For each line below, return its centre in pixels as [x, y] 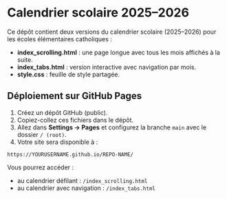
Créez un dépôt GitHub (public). [62, 112]
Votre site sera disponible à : [57, 142]
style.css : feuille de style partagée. [68, 74]
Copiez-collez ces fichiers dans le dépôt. [75, 120]
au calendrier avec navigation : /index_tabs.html [86, 188]
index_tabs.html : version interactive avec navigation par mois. [107, 67]
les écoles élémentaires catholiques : [60, 39]
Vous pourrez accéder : [41, 167]
